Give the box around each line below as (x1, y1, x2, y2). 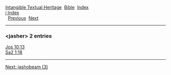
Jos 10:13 (5, 44, 25, 50)
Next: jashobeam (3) (5, 64, 48, 70)
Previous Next (7, 15, 39, 21)
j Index (5, 10, 19, 16)
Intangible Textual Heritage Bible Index (5, 5, 89, 10)
